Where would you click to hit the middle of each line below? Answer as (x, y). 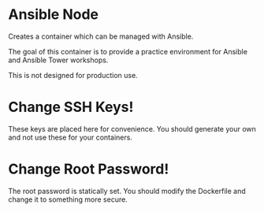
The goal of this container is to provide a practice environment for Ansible (128, 51)
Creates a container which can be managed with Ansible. (101, 36)
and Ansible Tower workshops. (58, 60)
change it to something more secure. (68, 199)
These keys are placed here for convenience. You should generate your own (132, 128)
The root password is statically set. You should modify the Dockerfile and (127, 191)
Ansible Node (53, 15)
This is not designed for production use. (73, 75)
